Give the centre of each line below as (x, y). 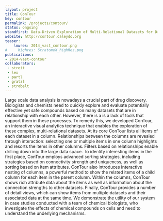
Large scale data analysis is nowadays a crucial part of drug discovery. (76, 100)
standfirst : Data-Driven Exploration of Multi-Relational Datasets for (79, 32)
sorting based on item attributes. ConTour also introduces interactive (73, 167)
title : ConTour (20, 14)
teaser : (13, 41)
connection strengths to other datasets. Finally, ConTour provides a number (81, 188)
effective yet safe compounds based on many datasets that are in (71, 110)
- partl (15, 77)
